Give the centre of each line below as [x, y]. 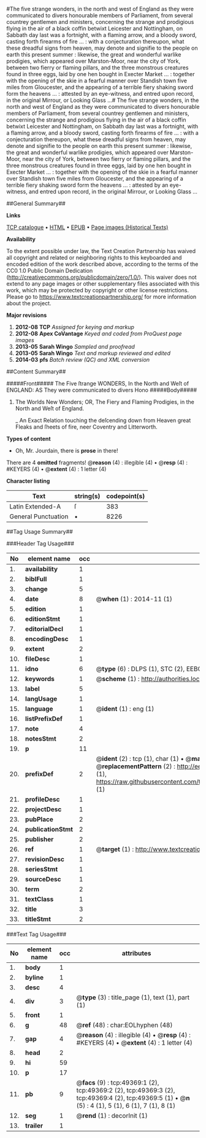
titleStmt [38, 919]
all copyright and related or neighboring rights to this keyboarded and [94, 258]
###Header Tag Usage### [40, 544]
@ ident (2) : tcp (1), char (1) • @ [144, 759]
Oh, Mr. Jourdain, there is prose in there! [67, 450]
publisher [40, 839]
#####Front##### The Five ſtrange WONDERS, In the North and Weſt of [97, 384]
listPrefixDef [44, 719]
